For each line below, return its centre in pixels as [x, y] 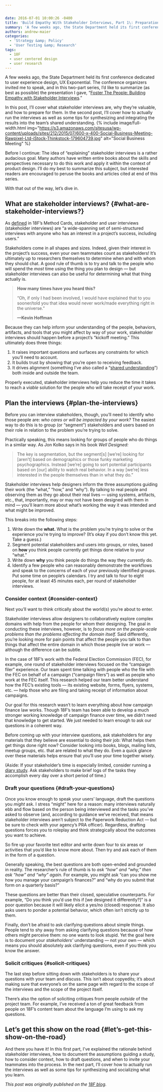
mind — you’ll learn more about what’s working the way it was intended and [81, 505]
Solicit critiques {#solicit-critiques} [48, 963]
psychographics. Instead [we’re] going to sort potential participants [84, 464]
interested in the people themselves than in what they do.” [75, 475]
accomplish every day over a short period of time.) [56, 776]
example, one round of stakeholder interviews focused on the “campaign [78, 664]
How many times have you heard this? [56, 288]
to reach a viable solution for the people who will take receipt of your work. [80, 387]
